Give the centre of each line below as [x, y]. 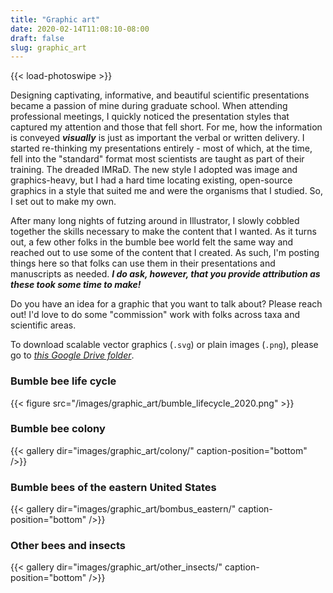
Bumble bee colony [58, 429]
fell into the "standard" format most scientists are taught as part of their [157, 159]
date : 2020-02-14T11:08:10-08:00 [80, 29]
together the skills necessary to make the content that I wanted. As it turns [163, 232]
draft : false [37, 38]
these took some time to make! [76, 285]
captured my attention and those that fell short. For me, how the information [166, 127]
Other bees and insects [68, 546]
